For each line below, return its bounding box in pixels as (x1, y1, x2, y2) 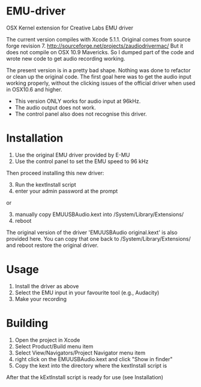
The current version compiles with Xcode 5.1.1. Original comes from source (6, 36, 191, 43)
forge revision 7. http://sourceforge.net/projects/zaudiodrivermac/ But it (6, 42, 184, 49)
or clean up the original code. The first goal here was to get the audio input (6, 73, 192, 80)
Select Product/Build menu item (14, 342, 94, 350)
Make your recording (14, 295, 67, 302)
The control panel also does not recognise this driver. (14, 110, 147, 117)
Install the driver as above (14, 282, 79, 289)
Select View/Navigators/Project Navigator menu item (14, 349, 146, 356)
